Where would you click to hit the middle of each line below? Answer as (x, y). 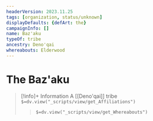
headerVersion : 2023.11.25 (40, 12)
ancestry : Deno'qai (30, 45)
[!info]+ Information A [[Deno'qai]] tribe (69, 96)
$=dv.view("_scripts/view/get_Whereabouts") (92, 112)
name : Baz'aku (24, 34)
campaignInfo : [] (28, 28)
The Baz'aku (38, 79)
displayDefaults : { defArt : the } (46, 23)
